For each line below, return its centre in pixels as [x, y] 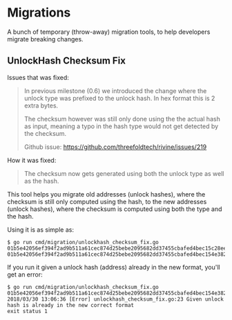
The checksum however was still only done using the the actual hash [122, 119]
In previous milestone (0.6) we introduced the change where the [115, 90]
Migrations [39, 13]
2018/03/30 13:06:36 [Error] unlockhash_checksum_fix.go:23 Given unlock [116, 299]
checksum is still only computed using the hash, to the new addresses [107, 201]
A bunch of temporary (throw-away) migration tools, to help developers [109, 32]
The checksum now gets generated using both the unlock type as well [124, 173]
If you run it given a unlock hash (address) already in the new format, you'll [114, 267]
